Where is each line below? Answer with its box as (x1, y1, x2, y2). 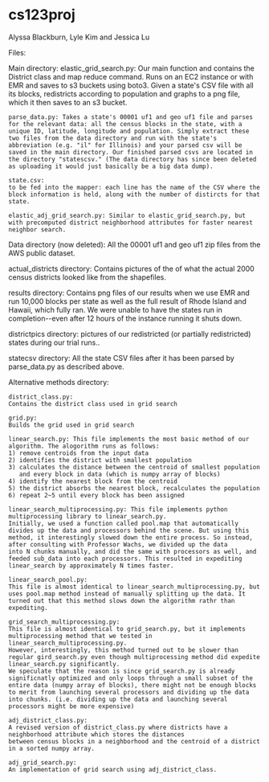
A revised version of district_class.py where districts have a (8, 723, 228, 731)
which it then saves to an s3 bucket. (8, 97, 128, 107)
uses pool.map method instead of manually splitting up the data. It (8, 589, 247, 598)
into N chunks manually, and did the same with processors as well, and (8, 547, 257, 555)
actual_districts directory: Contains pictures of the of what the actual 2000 (8, 264, 255, 273)
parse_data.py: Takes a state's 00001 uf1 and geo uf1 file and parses (8, 113, 253, 121)
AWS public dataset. (8, 248, 75, 258)
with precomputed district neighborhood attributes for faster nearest (8, 219, 253, 227)
